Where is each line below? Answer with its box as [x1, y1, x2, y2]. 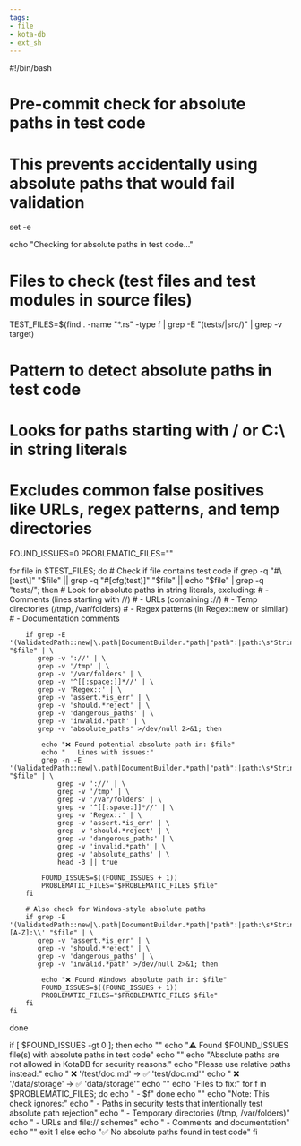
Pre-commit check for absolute [9, 94, 246, 115]
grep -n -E [41, 755, 82, 764]
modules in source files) [9, 289, 193, 310]
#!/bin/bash [9, 63, 52, 73]
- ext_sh [9, 38, 42, 47]
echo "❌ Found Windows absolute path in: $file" [41, 975, 228, 984]
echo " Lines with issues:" [41, 747, 154, 757]
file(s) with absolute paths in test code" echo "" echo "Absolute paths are [9, 1049, 279, 1060]
